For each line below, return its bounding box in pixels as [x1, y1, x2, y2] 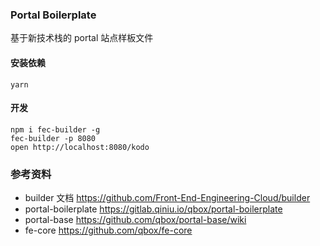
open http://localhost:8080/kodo [10, 142, 150, 152]
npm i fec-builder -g [10, 124, 101, 135]
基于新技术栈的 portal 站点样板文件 [10, 32, 154, 44]
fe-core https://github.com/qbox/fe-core [24, 224, 193, 236]
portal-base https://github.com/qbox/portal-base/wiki [24, 214, 247, 225]
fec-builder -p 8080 [10, 133, 97, 143]
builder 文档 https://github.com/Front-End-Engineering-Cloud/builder [24, 192, 311, 203]
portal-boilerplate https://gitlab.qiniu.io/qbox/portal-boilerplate [24, 203, 283, 215]
